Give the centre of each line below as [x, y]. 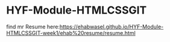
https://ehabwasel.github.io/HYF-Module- [112, 27]
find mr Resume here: [33, 27]
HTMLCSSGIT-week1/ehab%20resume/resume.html [71, 33]
